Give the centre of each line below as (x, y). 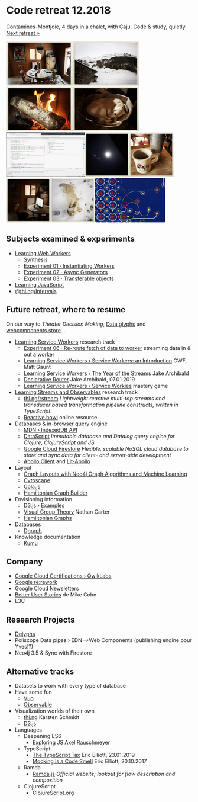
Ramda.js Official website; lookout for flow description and (104, 774)
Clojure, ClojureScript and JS (59, 442)
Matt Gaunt (37, 367)
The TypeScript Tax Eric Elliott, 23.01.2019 (84, 755)
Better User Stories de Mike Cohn (56, 595)
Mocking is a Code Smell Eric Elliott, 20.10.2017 (90, 761)
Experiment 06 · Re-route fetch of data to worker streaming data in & (107, 348)
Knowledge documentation (48, 537)
